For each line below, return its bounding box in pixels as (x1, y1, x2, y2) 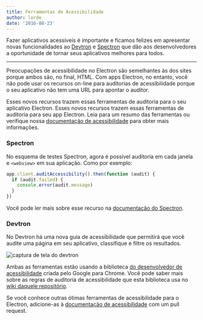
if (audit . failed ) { (11, 176, 63, 182)
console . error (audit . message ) (17, 182, 94, 188)
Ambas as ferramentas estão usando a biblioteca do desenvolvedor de (6, 263, 182, 270)
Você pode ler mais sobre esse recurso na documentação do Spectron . (6, 204, 184, 212)
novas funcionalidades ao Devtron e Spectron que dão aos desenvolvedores (6, 43, 197, 50)
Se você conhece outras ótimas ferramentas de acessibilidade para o (6, 295, 179, 302)
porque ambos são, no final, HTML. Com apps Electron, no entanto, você (6, 73, 188, 81)
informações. (6, 124, 39, 131)
